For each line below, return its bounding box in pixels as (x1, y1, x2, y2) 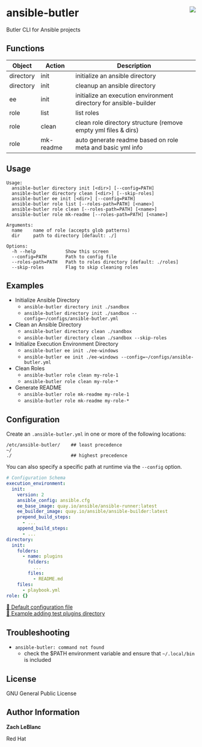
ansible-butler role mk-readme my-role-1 (23, 392, 129, 398)
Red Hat (6, 735, 26, 742)
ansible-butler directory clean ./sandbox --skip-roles (23, 335, 167, 341)
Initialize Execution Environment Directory (14, 340, 118, 348)
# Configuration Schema (6, 475, 66, 481)
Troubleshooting (6, 628, 70, 638)
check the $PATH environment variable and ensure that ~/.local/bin (23, 650, 195, 657)
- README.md (32, 576, 63, 582)
